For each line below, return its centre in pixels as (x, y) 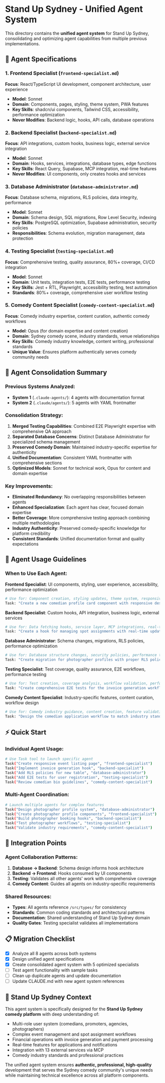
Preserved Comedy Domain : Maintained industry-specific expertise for (84, 447)
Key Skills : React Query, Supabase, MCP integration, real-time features (84, 168)
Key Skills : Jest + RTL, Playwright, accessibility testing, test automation (84, 287)
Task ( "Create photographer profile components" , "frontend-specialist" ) (81, 814)
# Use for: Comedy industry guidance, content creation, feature (73, 711)
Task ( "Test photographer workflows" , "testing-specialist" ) (68, 823)
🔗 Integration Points (36, 843)
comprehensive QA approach (42, 431)
